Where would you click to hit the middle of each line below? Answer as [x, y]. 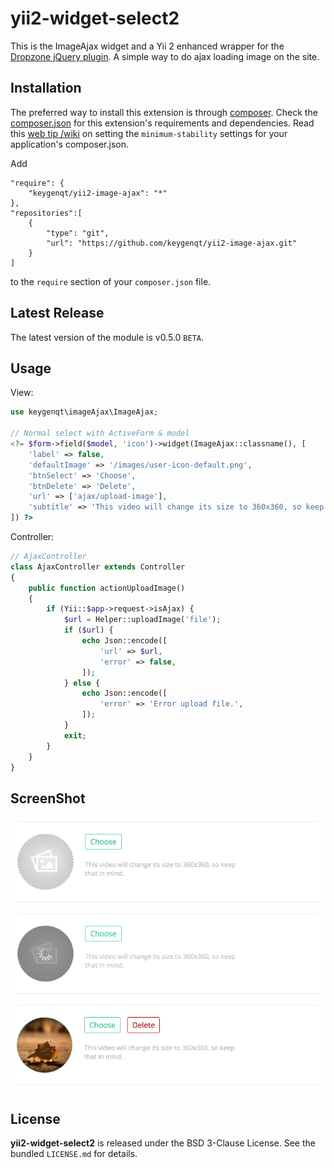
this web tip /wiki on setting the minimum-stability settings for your [149, 133]
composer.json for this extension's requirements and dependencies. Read [162, 123]
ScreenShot [48, 798]
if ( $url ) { [88, 630]
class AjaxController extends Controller [98, 567]
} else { [82, 683]
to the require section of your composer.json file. [111, 281]
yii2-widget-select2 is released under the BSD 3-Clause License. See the [163, 1143]
